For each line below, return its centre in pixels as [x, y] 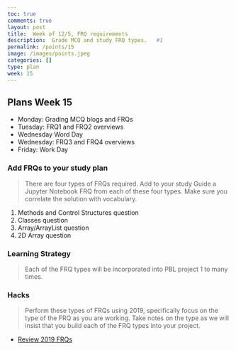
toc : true [22, 14]
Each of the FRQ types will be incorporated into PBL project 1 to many [126, 269]
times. [34, 276]
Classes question [43, 220]
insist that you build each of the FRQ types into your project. [112, 326]
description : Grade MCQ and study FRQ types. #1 [85, 41]
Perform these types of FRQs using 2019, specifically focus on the [121, 311]
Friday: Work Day [43, 149]
